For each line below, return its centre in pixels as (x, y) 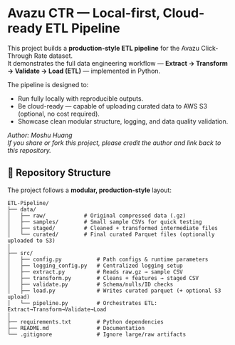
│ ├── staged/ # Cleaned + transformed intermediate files (113, 228)
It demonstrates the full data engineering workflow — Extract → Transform (117, 63)
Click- (210, 48)
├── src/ (20, 253)
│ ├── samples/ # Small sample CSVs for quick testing (105, 222)
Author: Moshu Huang (40, 135)
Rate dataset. (53, 56)
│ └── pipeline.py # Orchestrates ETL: (83, 303)
